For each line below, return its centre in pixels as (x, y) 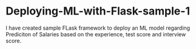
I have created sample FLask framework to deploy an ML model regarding (98, 28)
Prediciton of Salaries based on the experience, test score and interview (96, 34)
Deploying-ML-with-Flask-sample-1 (98, 11)
